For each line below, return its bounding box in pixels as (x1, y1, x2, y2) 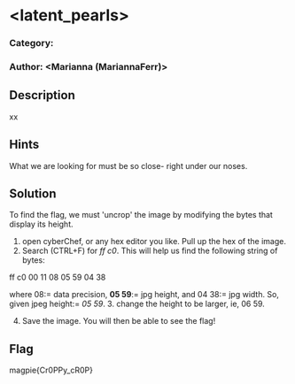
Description (9, 88, 75, 103)
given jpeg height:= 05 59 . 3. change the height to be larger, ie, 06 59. (9, 298, 266, 310)
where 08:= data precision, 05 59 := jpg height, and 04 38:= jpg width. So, (9, 289, 279, 300)
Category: (9, 37, 54, 50)
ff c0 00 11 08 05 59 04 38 (9, 272, 106, 283)
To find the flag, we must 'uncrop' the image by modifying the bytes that (9, 210, 273, 220)
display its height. (9, 219, 74, 230)
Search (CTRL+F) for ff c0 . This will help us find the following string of (21, 245, 278, 257)
